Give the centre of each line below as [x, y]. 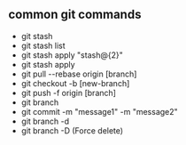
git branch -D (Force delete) [72, 130]
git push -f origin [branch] [69, 93]
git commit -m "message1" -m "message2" [99, 111]
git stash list [43, 45]
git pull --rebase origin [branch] [79, 74]
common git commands [75, 15]
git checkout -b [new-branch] [75, 83]
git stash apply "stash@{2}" [72, 55]
